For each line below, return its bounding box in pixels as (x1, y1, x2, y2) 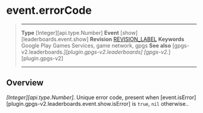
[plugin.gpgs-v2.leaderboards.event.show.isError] (6, 100, 131, 107)
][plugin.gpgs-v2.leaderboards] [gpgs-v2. (63, 48, 169, 55)
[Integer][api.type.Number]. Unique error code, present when (6, 94, 159, 101)
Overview (6, 78, 44, 88)
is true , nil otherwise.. (132, 100, 189, 107)
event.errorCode (6, 4, 92, 17)
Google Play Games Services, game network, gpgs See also (21, 41, 171, 49)
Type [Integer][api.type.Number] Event (21, 29, 120, 36)
